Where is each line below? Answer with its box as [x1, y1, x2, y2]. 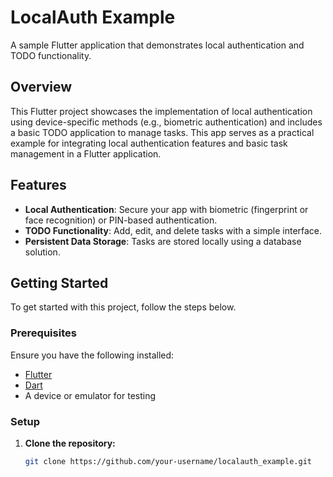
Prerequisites [10, 326, 77, 340]
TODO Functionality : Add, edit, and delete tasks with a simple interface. [24, 224, 323, 236]
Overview [10, 79, 73, 96]
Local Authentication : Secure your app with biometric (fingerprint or [24, 203, 309, 215]
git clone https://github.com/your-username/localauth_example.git [24, 456, 312, 466]
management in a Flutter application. [10, 147, 162, 160]
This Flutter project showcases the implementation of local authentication [10, 105, 313, 117]
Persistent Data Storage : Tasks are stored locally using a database [24, 235, 302, 247]
